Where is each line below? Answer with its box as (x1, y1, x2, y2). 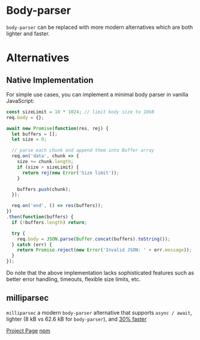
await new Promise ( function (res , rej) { (6, 125, 109, 131)
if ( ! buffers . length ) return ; (11, 219, 87, 226)
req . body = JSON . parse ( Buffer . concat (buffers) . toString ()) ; (17, 236, 171, 242)
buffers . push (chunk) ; (17, 186, 71, 193)
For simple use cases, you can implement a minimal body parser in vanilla (6, 91, 189, 98)
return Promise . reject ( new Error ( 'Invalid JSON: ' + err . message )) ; (17, 247, 192, 253)
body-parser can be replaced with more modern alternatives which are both (6, 23, 193, 31)
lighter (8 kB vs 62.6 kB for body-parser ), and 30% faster (6, 315, 147, 323)
